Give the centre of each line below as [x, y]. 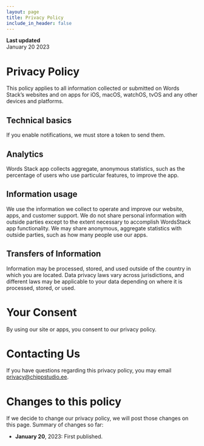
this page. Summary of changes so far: [55, 425]
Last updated [23, 41]
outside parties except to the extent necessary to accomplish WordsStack [99, 222]
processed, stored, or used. [41, 288]
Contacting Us [43, 354]
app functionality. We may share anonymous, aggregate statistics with [94, 228]
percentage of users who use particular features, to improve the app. [93, 175]
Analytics [25, 154]
